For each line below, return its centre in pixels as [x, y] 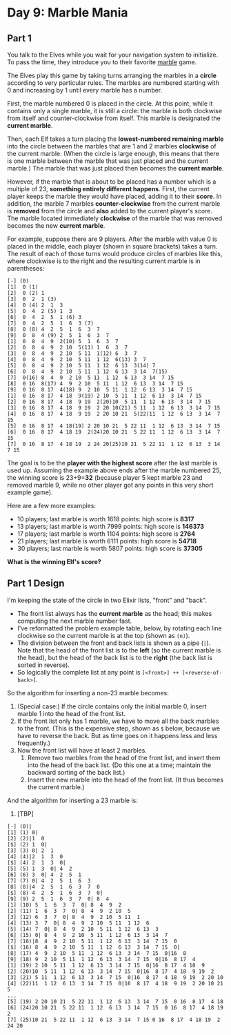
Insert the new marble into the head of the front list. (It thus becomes [125, 780]
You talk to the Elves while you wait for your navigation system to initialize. [113, 55]
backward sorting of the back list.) [76, 772]
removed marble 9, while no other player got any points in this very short [110, 485]
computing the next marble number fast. [74, 621]
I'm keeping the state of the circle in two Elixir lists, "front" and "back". [107, 600]
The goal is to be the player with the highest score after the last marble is [112, 463]
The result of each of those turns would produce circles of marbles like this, [115, 254]
